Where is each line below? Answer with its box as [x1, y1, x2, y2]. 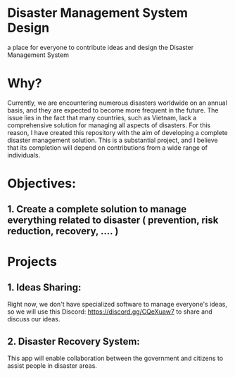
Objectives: [7, 176, 76, 191]
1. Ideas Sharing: [7, 281, 82, 293]
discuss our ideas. [7, 315, 61, 324]
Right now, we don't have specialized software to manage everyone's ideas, [7, 300, 227, 309]
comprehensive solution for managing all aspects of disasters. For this [7, 121, 211, 129]
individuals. [7, 151, 41, 159]
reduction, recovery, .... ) [7, 225, 119, 237]
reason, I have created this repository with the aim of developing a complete [7, 128, 229, 136]
